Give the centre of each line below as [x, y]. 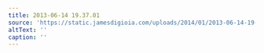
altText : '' [27, 30]
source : [21, 23]
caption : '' [27, 37]
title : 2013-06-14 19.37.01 [54, 15]
